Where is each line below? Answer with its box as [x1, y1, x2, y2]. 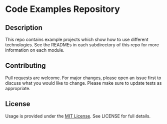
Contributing [5, 61, 46, 70]
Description [5, 23, 42, 32]
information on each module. [5, 47, 65, 53]
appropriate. [5, 85, 31, 91]
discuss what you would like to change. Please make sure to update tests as [5, 80, 162, 86]
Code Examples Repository [5, 3, 120, 15]
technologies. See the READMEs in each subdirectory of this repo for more [5, 42, 159, 48]
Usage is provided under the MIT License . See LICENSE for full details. [5, 113, 151, 119]
